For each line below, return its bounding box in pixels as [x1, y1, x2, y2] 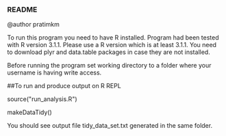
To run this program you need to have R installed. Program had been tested [7, 33, 219, 42]
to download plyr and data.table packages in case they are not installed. [7, 48, 210, 56]
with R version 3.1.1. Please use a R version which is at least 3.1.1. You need [7, 41, 217, 49]
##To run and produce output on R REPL [7, 82, 121, 90]
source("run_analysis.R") [7, 95, 77, 103]
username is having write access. [7, 68, 102, 77]
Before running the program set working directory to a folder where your [7, 62, 212, 70]
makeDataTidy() [7, 108, 53, 117]
